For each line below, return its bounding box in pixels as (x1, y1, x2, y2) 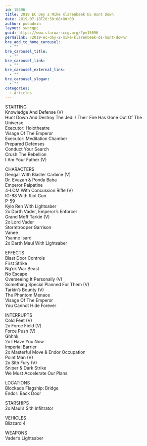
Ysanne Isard (5, 235, 32, 241)
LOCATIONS (5, 380, 30, 386)
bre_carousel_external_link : (5, 68, 65, 73)
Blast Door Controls (5, 255, 46, 261)
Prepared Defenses (5, 141, 45, 147)
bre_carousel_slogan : (5, 76, 50, 81)
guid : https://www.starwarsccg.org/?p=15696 (5, 30, 98, 35)
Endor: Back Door (5, 390, 41, 396)
